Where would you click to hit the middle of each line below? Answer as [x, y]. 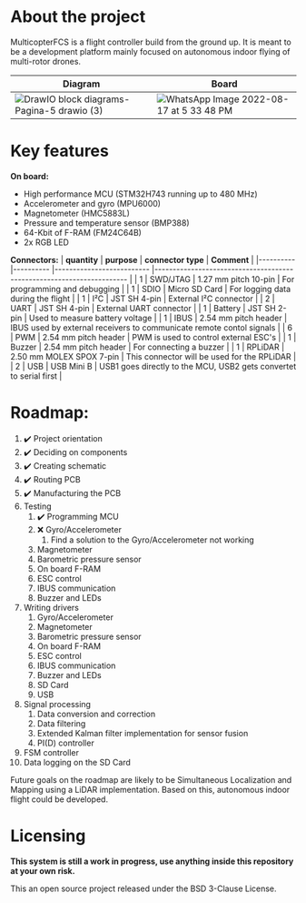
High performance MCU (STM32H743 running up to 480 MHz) [140, 194]
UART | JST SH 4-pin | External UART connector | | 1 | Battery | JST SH [143, 308]
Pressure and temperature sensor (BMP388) [106, 223]
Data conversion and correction [96, 714]
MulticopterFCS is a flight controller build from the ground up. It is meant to [151, 42]
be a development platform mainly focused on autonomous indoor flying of [150, 51]
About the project [78, 17]
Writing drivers [51, 607]
